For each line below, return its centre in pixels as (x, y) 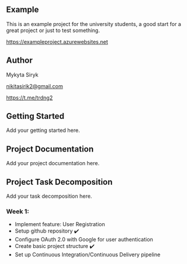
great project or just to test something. (53, 30)
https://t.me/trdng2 (30, 98)
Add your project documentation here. (53, 163)
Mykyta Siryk (22, 75)
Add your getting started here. (43, 130)
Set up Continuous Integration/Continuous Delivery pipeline (88, 255)
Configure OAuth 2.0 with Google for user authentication (84, 240)
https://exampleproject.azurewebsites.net (57, 41)
